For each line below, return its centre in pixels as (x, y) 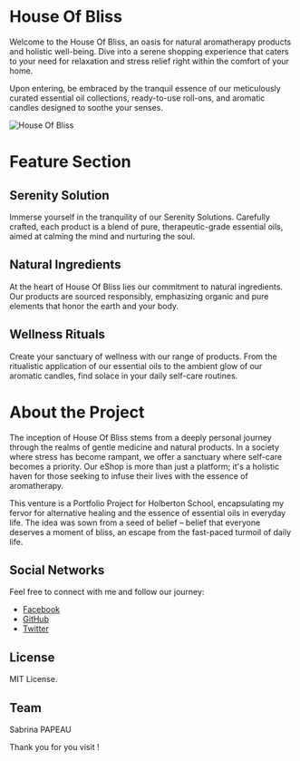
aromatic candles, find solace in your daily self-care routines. (124, 376)
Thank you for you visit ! (54, 746)
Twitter (36, 629)
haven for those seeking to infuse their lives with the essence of (129, 476)
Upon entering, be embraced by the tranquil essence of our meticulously (145, 88)
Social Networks (57, 570)
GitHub (36, 620)
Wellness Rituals (58, 334)
